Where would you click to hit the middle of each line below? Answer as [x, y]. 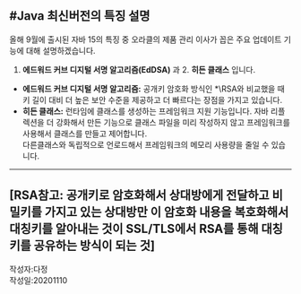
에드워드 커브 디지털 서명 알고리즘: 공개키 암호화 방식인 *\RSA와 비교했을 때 [153, 89]
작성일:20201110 [39, 280]
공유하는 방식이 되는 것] [94, 246]
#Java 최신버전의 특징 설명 [80, 16]
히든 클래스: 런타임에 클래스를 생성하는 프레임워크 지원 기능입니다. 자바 [145, 111]
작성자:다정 [29, 269]
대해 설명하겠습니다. [60, 50]
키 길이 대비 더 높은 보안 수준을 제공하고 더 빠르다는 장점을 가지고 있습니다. [152, 99]
